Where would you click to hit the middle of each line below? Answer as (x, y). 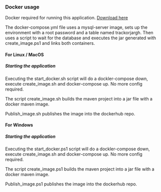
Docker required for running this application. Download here (67, 18)
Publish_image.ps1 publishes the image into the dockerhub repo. (71, 184)
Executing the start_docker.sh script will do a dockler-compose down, (77, 79)
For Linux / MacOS (25, 54)
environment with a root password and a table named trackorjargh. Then (79, 33)
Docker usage (22, 7)
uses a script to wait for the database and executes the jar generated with (81, 38)
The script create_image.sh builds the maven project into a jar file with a (79, 98)
